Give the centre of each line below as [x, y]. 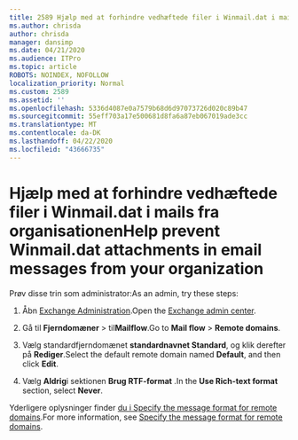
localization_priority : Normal [67, 83]
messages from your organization [137, 268]
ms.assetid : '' [37, 100]
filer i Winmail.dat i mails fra [114, 212]
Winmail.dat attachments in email [136, 250]
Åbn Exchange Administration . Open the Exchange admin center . [139, 310]
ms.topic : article [43, 67]
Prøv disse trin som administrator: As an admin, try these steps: [124, 293]
